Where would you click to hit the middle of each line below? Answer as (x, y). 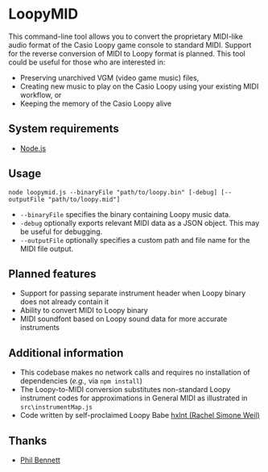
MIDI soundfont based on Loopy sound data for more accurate (124, 319)
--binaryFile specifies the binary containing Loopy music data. (125, 214)
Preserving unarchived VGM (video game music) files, (109, 77)
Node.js (33, 148)
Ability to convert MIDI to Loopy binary (84, 311)
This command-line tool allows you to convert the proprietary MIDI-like (126, 36)
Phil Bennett (40, 460)
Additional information (66, 353)
